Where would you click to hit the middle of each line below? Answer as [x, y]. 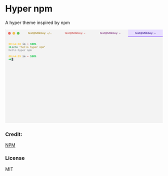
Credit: [14, 134]
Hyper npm [29, 9]
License [15, 158]
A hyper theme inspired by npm [37, 22]
